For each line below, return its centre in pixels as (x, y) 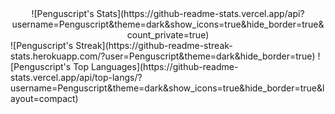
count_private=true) (168, 35)
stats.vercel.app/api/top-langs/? (76, 77)
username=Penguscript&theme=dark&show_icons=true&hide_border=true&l (167, 88)
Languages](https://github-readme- (164, 66)
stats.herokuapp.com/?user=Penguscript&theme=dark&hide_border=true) (163, 56)
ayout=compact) (44, 98)
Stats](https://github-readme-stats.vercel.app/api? (200, 13)
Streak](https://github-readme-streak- (154, 45)
